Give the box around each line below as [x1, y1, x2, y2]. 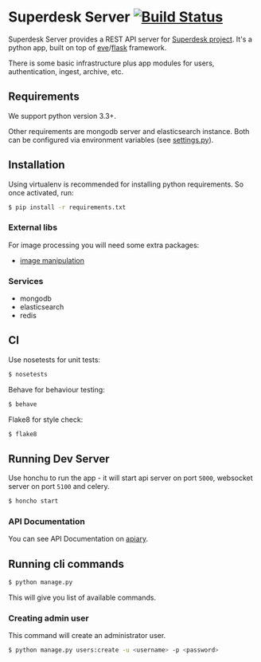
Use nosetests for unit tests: [8, 355, 101, 364]
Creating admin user [8, 613, 89, 624]
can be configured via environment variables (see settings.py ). [8, 135, 214, 144]
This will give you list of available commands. [8, 593, 157, 602]
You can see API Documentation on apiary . [8, 534, 149, 544]
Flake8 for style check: [8, 415, 84, 424]
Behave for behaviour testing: [8, 384, 105, 394]
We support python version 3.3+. [8, 111, 117, 120]
